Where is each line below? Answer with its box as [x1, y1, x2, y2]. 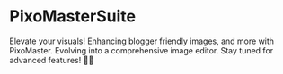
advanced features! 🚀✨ [9, 54, 94, 65]
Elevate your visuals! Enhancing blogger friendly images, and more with [9, 36, 275, 46]
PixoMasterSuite [9, 6, 137, 27]
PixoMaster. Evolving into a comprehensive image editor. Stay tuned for [9, 45, 274, 55]
